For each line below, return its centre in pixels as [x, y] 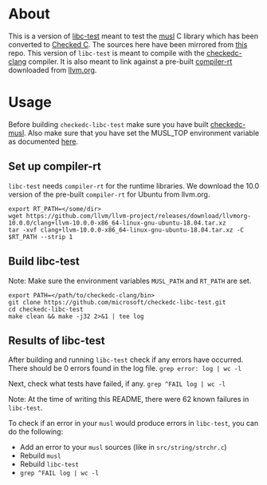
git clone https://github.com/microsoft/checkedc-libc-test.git [117, 302]
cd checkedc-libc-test [46, 309]
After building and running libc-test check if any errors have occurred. [126, 360]
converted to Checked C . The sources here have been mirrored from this [128, 44]
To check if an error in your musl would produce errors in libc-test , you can [133, 423]
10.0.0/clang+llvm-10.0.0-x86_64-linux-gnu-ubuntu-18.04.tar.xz [117, 223]
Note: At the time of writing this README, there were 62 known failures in [129, 400]
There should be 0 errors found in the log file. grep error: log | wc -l [125, 368]
